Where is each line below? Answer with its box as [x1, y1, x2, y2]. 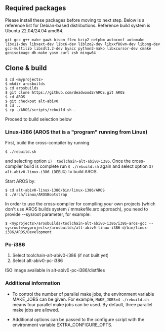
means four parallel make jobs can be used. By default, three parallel [12, 301, 153, 307]
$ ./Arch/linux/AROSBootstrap [5, 192, 68, 197]
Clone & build [5, 64, 47, 72]
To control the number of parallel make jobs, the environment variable [12, 291, 155, 297]
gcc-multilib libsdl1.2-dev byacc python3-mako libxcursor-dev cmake [5, 46, 152, 51]
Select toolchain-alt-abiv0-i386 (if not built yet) [12, 253, 109, 259]
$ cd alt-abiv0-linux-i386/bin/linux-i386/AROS [5, 188, 105, 193]
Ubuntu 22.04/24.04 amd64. [5, 27, 64, 34]
